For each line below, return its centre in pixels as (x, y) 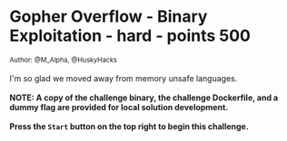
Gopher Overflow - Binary (109, 17)
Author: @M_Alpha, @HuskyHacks (64, 60)
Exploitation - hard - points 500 (130, 36)
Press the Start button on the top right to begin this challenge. (129, 126)
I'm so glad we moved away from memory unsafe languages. (124, 78)
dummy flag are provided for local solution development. (119, 107)
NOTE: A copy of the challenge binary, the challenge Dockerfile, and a (144, 98)
